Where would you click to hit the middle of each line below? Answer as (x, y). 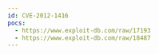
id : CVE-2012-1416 (38, 15)
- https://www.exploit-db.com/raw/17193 (83, 30)
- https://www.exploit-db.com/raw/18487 (83, 38)
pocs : (16, 23)
